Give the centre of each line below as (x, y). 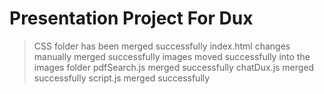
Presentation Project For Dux (131, 18)
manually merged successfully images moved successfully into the (172, 56)
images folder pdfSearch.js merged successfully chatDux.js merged (174, 67)
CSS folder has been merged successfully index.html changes (162, 46)
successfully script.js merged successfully (122, 78)
